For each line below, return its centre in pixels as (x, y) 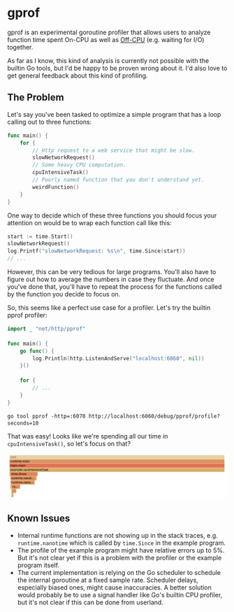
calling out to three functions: (50, 122)
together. (20, 47)
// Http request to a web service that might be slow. (114, 150)
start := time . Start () (40, 236)
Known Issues (39, 519)
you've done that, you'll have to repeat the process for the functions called (115, 287)
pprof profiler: (27, 315)
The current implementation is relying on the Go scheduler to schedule (119, 572)
